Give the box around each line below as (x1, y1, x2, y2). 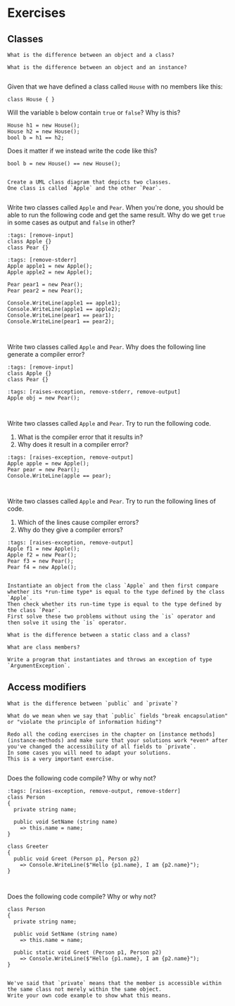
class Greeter (7, 843, 49, 850)
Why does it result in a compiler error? (17, 440, 129, 448)
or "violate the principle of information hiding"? (7, 718, 162, 725)
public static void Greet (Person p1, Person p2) (13, 948, 162, 956)
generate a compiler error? (7, 350, 85, 358)
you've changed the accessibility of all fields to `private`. (7, 743, 197, 750)
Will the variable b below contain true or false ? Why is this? (7, 108, 181, 117)
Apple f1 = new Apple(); (7, 545, 80, 552)
